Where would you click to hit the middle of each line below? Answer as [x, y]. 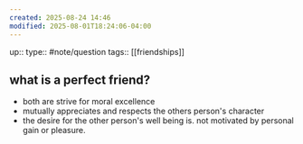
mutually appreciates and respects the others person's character [143, 111]
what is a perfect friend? [80, 80]
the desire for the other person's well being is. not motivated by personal [158, 121]
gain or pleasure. [54, 130]
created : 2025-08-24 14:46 [60, 18]
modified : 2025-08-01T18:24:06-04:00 [80, 26]
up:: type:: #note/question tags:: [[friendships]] [97, 51]
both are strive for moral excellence [89, 102]
